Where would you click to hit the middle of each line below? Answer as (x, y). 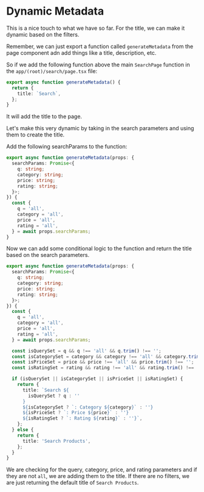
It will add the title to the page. (44, 116)
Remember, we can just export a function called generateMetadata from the (100, 46)
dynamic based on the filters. (43, 34)
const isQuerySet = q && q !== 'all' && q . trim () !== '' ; (87, 351)
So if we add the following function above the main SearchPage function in (98, 65)
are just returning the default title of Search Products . (73, 483)
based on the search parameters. (48, 255)
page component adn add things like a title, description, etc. (81, 52)
